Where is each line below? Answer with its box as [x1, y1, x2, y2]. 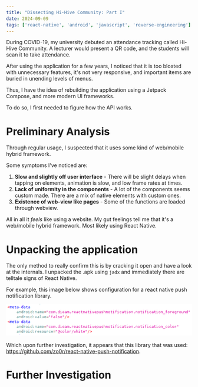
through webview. [14, 205, 58, 212]
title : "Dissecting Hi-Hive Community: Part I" [6, 9, 126, 15]
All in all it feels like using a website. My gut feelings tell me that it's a [6, 216, 174, 223]
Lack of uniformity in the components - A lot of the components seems [14, 186, 190, 193]
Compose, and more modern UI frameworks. [6, 93, 115, 100]
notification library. [6, 292, 52, 299]
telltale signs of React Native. [6, 275, 77, 282]
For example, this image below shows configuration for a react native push [6, 286, 187, 293]
